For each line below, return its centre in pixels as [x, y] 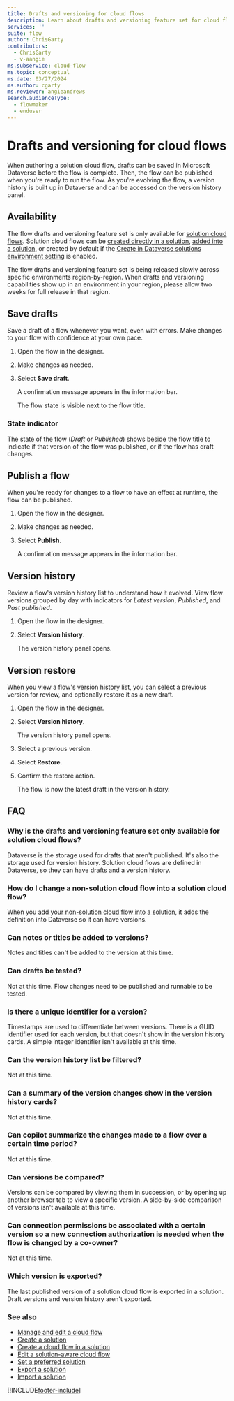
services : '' [26, 27]
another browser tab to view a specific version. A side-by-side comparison [115, 1200]
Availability [32, 217]
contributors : [28, 46]
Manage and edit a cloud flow [60, 1332]
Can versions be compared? [56, 1177]
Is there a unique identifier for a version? [77, 1012]
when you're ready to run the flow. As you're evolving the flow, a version [111, 180]
